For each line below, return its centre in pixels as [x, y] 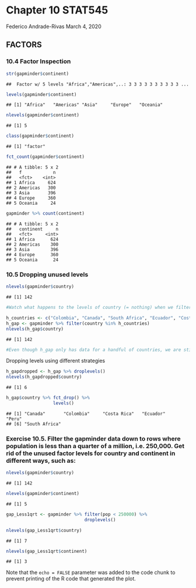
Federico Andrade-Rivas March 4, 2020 [54, 26]
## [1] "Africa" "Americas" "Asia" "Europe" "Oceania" [85, 105]
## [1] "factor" [26, 147]
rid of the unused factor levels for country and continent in [91, 453]
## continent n [32, 229]
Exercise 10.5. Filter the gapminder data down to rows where [93, 438]
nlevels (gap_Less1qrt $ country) [44, 530]
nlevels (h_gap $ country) [35, 329]
